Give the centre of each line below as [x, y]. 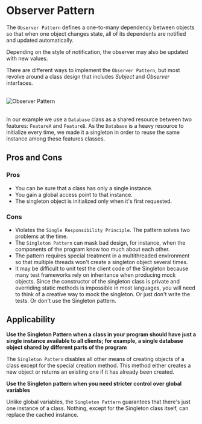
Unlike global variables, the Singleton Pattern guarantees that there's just [99, 402]
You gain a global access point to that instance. [74, 194]
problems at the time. [41, 236]
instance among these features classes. [56, 138]
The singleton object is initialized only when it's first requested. [93, 201]
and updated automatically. [40, 40]
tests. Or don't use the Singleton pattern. [65, 300]
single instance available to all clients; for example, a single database [95, 340]
